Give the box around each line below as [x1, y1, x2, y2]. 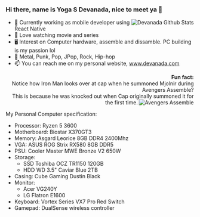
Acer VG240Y [23, 185, 57, 193]
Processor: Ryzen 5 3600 [14, 122, 77, 129]
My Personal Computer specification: [5, 110, 97, 118]
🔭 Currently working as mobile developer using [14, 19, 130, 26]
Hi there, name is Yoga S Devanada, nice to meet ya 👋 [5, 5, 162, 14]
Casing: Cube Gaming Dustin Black [14, 173, 101, 180]
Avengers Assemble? [141, 86, 194, 94]
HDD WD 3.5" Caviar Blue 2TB [23, 166, 98, 173]
